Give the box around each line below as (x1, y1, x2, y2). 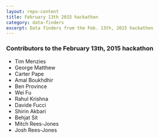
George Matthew (14, 64, 56, 71)
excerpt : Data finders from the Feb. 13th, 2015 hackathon (6, 25, 154, 31)
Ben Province (14, 83, 48, 90)
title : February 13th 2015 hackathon (6, 14, 99, 20)
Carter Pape (14, 70, 44, 77)
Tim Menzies (14, 58, 46, 65)
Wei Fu (14, 89, 32, 96)
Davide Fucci (14, 101, 46, 109)
